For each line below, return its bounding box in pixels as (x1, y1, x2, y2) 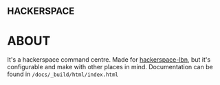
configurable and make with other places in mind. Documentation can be (7, 63, 213, 71)
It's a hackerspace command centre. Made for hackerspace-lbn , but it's (7, 56, 211, 64)
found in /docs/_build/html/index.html (7, 70, 119, 78)
